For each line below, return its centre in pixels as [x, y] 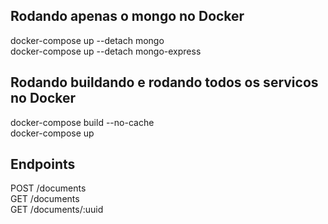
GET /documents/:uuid [57, 210]
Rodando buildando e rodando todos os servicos [164, 82]
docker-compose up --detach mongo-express [106, 51]
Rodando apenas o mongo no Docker [127, 16]
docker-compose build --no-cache [82, 122]
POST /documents [48, 188]
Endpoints [43, 164]
